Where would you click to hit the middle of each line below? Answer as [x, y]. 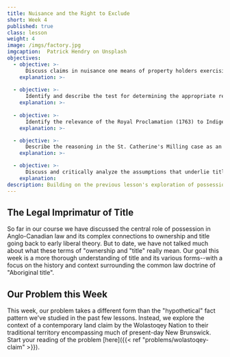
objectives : [24, 58]
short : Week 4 [27, 20]
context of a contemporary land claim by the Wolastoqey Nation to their [108, 325]
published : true [30, 26]
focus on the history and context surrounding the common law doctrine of [111, 265]
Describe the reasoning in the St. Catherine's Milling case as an [124, 147]
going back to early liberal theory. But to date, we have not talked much [108, 243]
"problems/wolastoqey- [175, 340]
